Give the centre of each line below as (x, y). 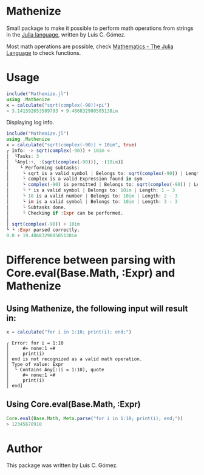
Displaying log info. (30, 123)
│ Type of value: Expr (35, 364)
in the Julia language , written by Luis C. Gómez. (66, 34)
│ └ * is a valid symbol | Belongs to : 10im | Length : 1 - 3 (91, 190)
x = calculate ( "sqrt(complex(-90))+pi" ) (58, 105)
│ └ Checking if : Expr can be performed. (65, 213)
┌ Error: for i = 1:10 (35, 343)
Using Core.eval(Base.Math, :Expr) (73, 405)
